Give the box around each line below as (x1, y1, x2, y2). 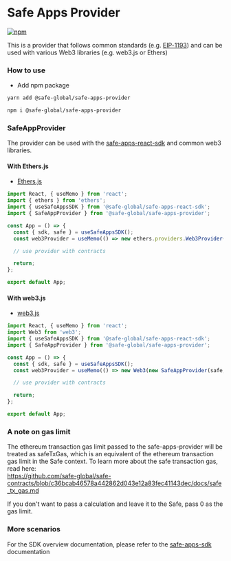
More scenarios (7, 524, 60, 534)
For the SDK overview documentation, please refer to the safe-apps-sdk (7, 540, 212, 549)
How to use (7, 65, 46, 75)
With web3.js (7, 294, 46, 302)
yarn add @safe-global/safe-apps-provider (7, 94, 131, 101)
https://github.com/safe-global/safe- (7, 472, 111, 480)
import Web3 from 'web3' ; (7, 329, 81, 336)
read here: (7, 465, 36, 473)
